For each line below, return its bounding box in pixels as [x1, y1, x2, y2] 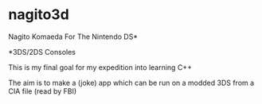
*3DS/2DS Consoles [8, 47, 76, 56]
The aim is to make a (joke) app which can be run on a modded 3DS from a [8, 78, 255, 87]
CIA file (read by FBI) [8, 86, 77, 96]
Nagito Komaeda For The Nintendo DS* [8, 32, 138, 41]
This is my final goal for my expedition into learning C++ [8, 62, 193, 72]
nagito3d [8, 6, 69, 24]
